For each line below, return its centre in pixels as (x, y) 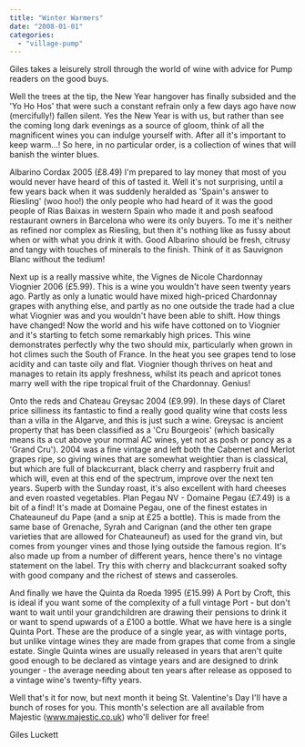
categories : (32, 35)
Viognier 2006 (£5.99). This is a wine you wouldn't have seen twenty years (150, 287)
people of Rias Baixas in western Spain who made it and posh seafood (142, 211)
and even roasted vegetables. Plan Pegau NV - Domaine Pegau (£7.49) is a (150, 498)
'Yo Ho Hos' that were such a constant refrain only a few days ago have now (153, 107)
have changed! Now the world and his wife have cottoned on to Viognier (145, 325)
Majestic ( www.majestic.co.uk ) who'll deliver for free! (109, 717)
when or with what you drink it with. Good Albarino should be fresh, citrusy (150, 240)
